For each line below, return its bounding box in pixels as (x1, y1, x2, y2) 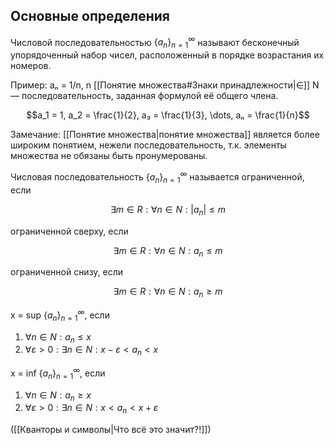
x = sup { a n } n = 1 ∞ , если (10, 307, 110, 323)
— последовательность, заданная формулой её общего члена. (10, 90, 279, 102)
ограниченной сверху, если (10, 225, 129, 237)
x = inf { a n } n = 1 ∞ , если (10, 365, 106, 381)
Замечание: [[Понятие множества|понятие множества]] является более (10, 129, 320, 141)
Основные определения (10, 8, 170, 25)
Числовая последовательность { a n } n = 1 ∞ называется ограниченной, (10, 169, 305, 185)
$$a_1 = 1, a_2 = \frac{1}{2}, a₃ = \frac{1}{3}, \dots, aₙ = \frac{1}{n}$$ (26, 109, 310, 121)
